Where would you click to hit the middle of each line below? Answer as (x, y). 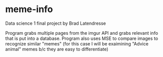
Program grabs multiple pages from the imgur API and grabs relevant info (82, 33)
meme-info (29, 9)
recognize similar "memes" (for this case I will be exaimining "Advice (77, 43)
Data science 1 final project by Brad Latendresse (56, 23)
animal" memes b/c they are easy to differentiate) (57, 49)
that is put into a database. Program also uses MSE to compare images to (82, 38)
